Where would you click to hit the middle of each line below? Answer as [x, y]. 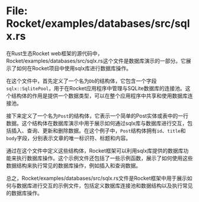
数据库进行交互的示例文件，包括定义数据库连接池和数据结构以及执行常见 [105, 185]
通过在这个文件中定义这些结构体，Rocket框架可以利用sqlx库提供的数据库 [95, 150]
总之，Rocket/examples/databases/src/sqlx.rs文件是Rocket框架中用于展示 [97, 178]
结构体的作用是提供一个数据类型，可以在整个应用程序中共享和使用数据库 [99, 96]
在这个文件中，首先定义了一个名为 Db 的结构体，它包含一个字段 [81, 81]
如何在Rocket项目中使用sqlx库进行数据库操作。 [74, 68]
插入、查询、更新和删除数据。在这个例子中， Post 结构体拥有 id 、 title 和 [98, 130]
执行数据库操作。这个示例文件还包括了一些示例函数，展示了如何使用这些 [105, 158]
